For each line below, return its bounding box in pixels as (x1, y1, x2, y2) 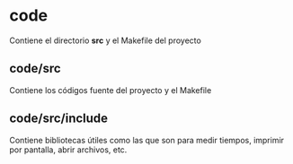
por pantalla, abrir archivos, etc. (9, 144, 128, 155)
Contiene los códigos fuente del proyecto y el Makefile (9, 84, 212, 95)
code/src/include (9, 111, 109, 126)
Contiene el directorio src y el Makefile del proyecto (9, 35, 202, 46)
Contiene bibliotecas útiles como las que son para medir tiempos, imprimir (9, 134, 285, 145)
